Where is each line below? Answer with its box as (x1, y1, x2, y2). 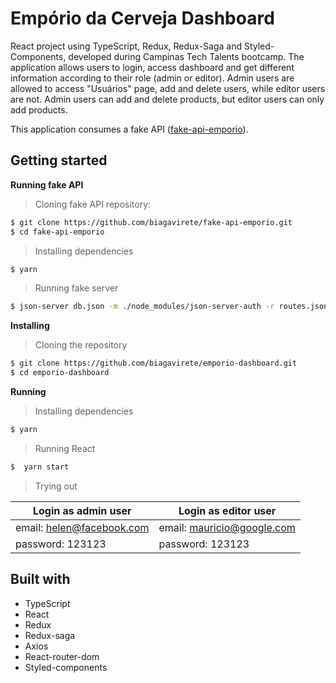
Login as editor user (178, 503, 277, 517)
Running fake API (10, 178, 84, 191)
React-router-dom (24, 650, 100, 662)
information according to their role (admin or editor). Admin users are (10, 72, 295, 84)
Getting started (10, 152, 108, 169)
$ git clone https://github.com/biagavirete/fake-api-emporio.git (10, 217, 293, 227)
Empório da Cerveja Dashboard (10, 7, 275, 30)
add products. (10, 103, 68, 116)
